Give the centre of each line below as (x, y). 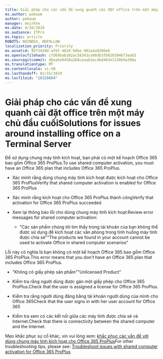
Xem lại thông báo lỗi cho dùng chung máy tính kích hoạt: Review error (83, 212)
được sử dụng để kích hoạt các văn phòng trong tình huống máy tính (88, 232)
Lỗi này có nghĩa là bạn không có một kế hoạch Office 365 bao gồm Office (80, 252)
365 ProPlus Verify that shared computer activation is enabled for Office (84, 182)
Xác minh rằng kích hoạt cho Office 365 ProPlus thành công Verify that (83, 197)
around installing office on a (63, 133)
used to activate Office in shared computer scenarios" (74, 242)
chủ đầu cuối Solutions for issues (73, 123)
